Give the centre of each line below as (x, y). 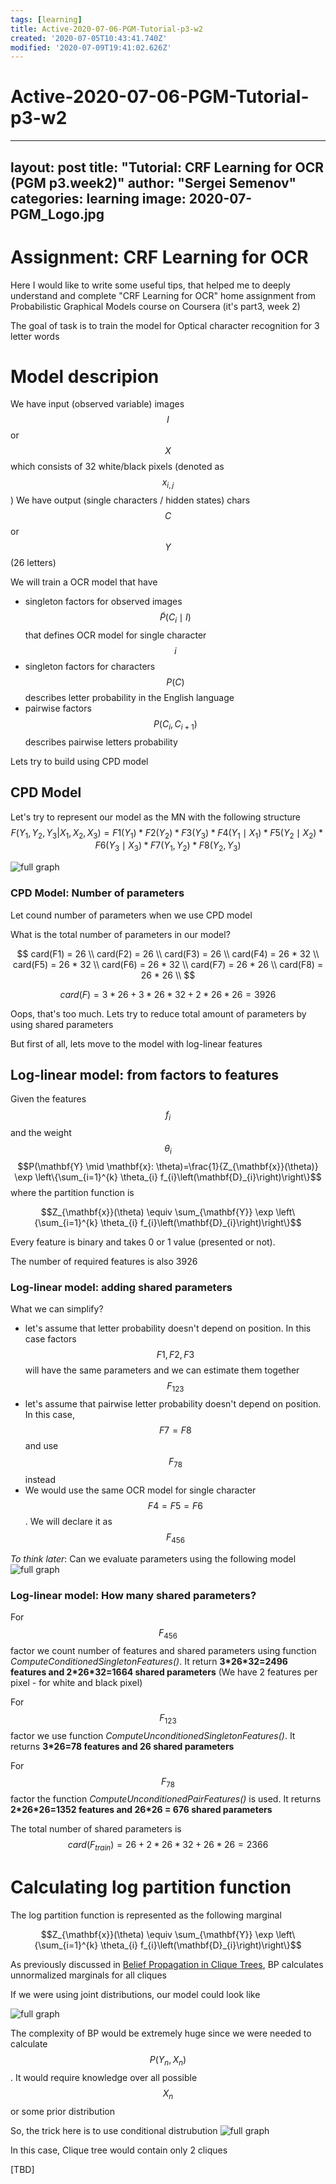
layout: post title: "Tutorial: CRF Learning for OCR (167, 167)
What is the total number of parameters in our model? (120, 934)
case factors (50, 1339)
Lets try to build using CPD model (79, 761)
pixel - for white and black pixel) (76, 1682)
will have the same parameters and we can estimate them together (162, 1370)
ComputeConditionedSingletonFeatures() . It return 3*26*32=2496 (149, 1661)
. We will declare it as (68, 1521)
